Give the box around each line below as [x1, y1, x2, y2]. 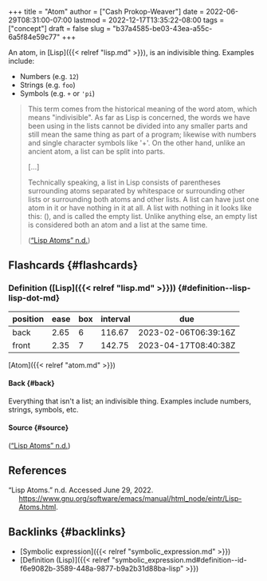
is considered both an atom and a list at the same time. [27, 220, 208, 229]
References [8, 464, 67, 478]
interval [100, 313, 131, 324]
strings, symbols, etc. [8, 404, 79, 414]
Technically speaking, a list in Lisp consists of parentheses [27, 177, 221, 187]
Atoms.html [18, 502, 57, 511]
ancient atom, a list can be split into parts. [27, 147, 166, 156]
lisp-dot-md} [8, 292, 60, 304]
